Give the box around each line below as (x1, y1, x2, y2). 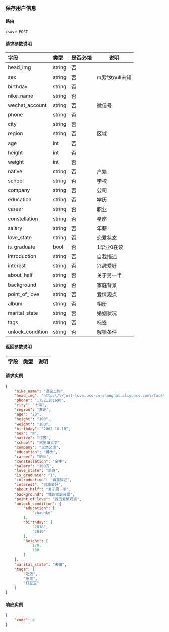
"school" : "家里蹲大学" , (14, 440, 63, 445)
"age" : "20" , (14, 412, 42, 417)
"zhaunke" (32, 510, 53, 516)
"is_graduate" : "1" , (14, 473, 57, 478)
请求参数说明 (5, 40, 32, 46)
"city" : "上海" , (14, 403, 47, 408)
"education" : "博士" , (14, 449, 58, 454)
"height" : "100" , (14, 416, 51, 422)
